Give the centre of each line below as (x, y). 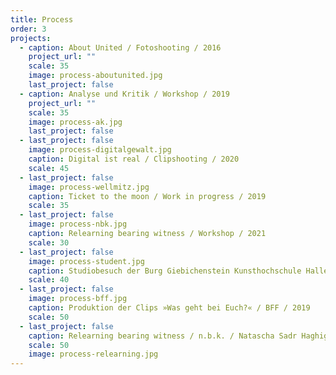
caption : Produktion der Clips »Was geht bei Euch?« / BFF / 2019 (169, 308)
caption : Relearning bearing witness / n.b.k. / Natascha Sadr (163, 336)
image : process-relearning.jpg (93, 354)
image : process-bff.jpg (78, 299)
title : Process (42, 19)
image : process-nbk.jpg (78, 224)
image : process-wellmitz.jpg (89, 187)
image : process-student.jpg (86, 261)
